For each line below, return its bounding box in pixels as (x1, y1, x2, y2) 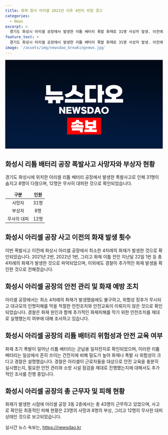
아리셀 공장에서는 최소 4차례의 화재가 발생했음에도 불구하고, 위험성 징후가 (5, 297, 148, 303)
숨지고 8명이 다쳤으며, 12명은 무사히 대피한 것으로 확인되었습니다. (5, 181, 132, 187)
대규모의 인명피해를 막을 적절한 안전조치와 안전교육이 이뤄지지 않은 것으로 (10, 303, 153, 309)
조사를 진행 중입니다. (14, 371, 55, 377)
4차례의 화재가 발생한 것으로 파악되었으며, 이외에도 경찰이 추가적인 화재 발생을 (5, 260, 157, 266)
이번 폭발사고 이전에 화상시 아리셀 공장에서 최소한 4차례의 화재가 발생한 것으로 (5, 247, 157, 253)
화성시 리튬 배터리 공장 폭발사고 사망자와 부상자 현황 (5, 160, 155, 168)
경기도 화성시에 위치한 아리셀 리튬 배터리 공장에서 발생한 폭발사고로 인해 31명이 (5, 174, 159, 180)
